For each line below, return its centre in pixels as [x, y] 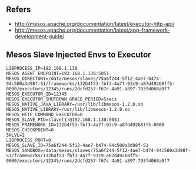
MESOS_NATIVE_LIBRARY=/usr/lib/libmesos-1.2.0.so [68, 109]
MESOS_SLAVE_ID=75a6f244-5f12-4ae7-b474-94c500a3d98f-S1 [77, 145]
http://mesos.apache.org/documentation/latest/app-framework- [92, 30]
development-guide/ [39, 36]
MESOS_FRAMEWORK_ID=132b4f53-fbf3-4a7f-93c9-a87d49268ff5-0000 [85, 125]
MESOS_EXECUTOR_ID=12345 [36, 94]
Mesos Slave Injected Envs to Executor [79, 55]
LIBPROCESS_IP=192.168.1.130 [42, 68]
